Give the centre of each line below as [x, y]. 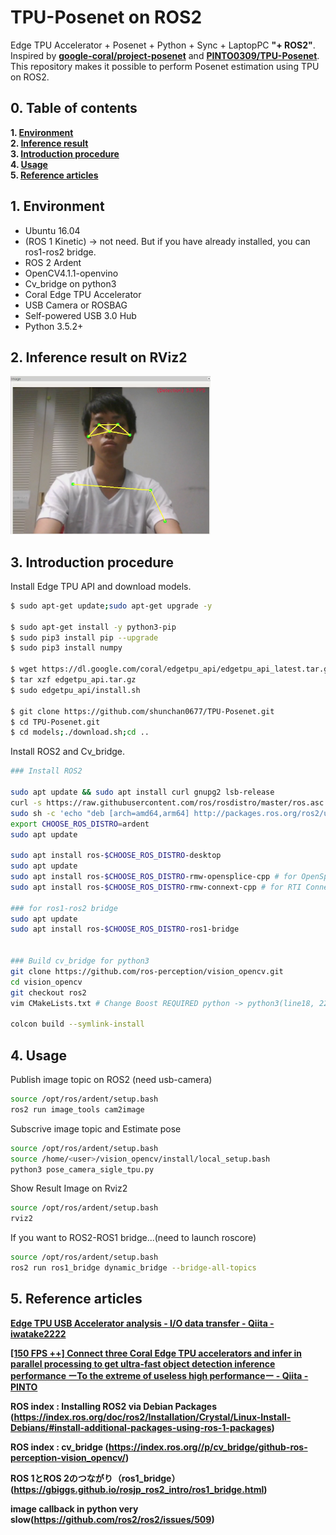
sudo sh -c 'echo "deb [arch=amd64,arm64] [100, 813]
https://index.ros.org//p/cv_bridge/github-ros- [208, 1447]
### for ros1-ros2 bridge [64, 908]
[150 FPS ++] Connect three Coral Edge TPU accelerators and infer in [156, 1353]
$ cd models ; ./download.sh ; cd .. [80, 732]
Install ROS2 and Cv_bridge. [68, 752]
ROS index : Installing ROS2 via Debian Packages [114, 1406]
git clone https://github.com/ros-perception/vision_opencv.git [147, 971]
